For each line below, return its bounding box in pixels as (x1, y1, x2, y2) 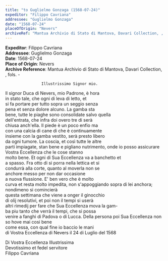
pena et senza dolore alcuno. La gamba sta (5, 107, 95, 112)
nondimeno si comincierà (5, 187, 58, 192)
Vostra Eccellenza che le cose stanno (5, 149, 83, 155)
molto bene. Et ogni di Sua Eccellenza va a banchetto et (5, 154, 121, 161)
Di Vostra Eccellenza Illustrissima (5, 239, 74, 245)
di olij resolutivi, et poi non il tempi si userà (5, 197, 94, 203)
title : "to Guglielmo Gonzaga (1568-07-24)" (5, 7, 100, 13)
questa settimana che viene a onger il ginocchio (5, 192, 105, 198)
